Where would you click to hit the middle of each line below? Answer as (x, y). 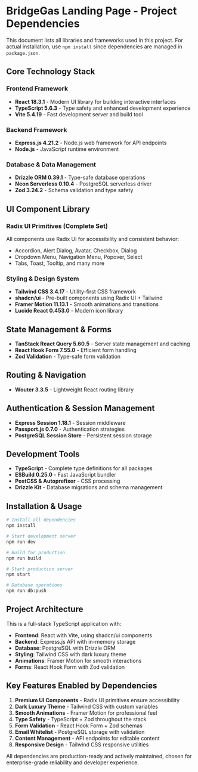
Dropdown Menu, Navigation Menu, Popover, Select (78, 257)
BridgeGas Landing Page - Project (92, 11)
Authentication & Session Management (81, 408)
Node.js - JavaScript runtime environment (67, 149)
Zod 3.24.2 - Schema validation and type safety (74, 190)
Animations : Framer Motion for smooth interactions (78, 660)
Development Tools (43, 454)
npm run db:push (26, 591)
